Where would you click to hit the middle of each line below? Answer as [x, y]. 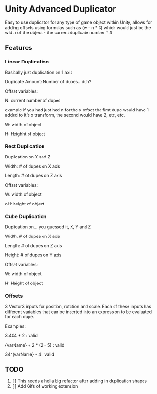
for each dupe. [20, 316]
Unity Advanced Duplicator [61, 9]
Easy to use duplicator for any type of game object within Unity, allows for [78, 22]
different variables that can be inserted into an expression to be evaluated [78, 312]
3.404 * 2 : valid [21, 335]
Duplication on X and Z [28, 157]
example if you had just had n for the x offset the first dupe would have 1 [77, 110]
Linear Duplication [27, 62]
